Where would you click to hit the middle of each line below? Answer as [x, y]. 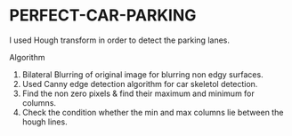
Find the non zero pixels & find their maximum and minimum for [138, 93]
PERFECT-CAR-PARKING [103, 16]
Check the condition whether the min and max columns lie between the [153, 112]
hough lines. [45, 122]
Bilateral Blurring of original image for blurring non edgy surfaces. [143, 74]
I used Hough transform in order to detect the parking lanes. [119, 40]
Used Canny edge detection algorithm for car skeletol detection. [140, 84]
